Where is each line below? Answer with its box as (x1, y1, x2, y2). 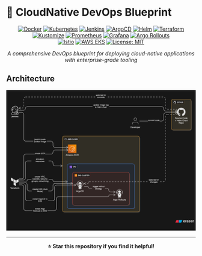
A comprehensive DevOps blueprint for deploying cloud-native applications (7, 49, 195, 57)
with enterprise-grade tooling (64, 56, 138, 63)
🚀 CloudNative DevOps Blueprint (6, 5, 172, 19)
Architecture (6, 73, 55, 84)
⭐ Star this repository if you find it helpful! (47, 242, 155, 249)
